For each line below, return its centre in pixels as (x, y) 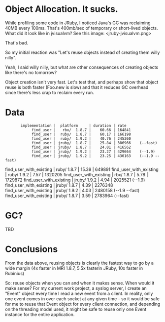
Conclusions (32, 249)
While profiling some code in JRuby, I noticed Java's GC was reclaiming (78, 23)
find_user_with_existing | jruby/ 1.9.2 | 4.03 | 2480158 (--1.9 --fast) (72, 190)
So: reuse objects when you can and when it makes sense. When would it (80, 283)
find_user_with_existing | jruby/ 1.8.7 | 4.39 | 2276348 (59, 185)
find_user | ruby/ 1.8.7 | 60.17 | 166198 (81, 134)
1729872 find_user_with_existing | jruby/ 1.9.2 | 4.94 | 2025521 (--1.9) (75, 180)
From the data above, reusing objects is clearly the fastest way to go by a (80, 263)
